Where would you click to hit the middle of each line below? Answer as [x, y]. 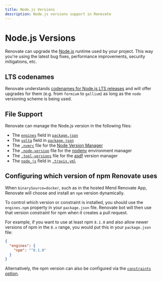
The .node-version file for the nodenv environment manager [72, 151]
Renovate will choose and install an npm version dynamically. [65, 193]
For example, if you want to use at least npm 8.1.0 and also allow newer [77, 222]
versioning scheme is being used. [38, 99]
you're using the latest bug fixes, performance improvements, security [75, 57]
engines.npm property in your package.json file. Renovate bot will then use [78, 207]
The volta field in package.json [43, 140]
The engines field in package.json [45, 135]
